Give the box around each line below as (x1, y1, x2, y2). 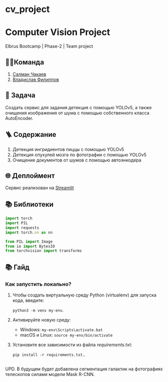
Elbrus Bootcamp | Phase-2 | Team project (5, 43, 94, 49)
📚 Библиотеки (5, 200, 54, 208)
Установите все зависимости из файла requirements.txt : (12, 342, 132, 348)
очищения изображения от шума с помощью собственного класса (5, 110, 150, 116)
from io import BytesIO (5, 244, 55, 249)
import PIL (5, 220, 28, 226)
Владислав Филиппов (12, 77, 59, 83)
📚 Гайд (5, 263, 30, 271)
